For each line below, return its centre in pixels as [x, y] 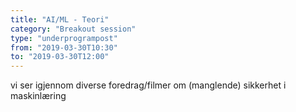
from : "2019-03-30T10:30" [64, 47]
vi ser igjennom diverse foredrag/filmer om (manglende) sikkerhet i [148, 85]
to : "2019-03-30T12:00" [60, 57]
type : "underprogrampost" [64, 38]
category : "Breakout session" [73, 29]
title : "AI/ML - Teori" [60, 19]
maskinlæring [38, 96]
